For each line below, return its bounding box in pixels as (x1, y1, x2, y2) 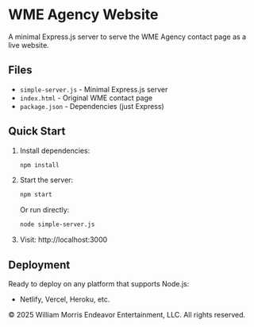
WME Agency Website (8, 6, 159, 24)
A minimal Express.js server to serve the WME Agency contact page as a (8, 32, 247, 41)
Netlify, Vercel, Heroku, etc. (19, 294, 110, 304)
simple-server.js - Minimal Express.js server (19, 84, 168, 94)
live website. (8, 40, 49, 49)
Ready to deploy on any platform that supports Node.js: (8, 279, 190, 288)
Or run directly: (19, 205, 70, 215)
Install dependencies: (19, 146, 90, 155)
